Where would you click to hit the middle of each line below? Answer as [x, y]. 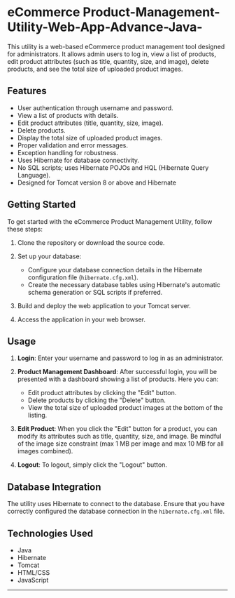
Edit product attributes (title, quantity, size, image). [90, 123]
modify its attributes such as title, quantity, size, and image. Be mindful [119, 437]
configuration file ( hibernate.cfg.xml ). [83, 277]
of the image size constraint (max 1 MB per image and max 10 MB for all [120, 444]
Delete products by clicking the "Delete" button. [97, 400]
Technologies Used [50, 533]
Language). [34, 175]
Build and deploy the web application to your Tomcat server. [104, 305]
